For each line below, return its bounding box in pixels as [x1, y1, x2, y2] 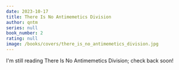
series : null [6, 24, 38, 31]
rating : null [6, 36, 38, 41]
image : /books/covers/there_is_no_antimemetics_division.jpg [6, 41, 159, 47]
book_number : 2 [6, 30, 43, 36]
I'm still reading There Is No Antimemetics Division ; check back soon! [6, 57, 174, 64]
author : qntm [6, 19, 38, 25]
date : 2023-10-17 [6, 8, 49, 15]
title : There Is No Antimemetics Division [6, 14, 112, 20]
